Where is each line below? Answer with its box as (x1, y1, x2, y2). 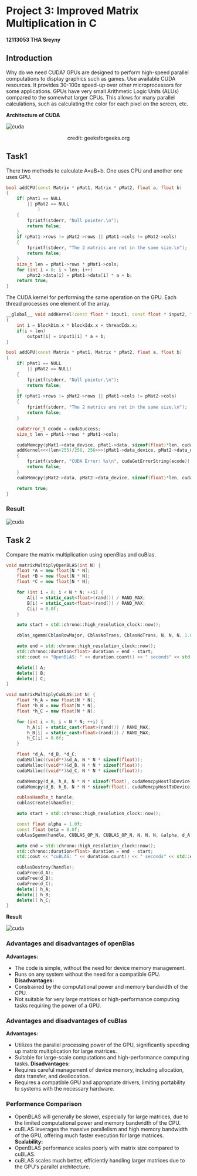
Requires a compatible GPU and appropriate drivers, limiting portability (14, 1079, 186, 1086)
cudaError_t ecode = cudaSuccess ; (16, 426, 101, 432)
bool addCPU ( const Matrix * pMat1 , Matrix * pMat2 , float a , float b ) (6, 184, 182, 191)
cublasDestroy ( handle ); (16, 864, 75, 870)
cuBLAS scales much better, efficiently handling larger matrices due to (14, 1157, 185, 1164)
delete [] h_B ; (16, 892, 51, 897)
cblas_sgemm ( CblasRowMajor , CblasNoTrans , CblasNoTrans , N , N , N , (16, 632, 182, 638)
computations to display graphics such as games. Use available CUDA (6, 75, 176, 82)
